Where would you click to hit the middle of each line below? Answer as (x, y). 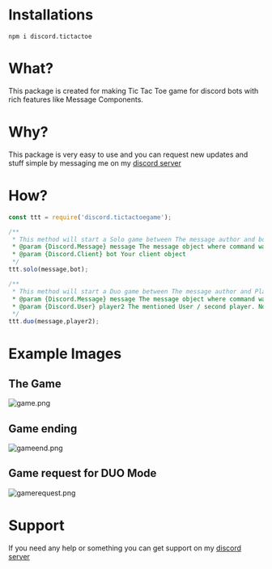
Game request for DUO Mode (83, 473)
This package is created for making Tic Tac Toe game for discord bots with (134, 91)
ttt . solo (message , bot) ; (49, 269)
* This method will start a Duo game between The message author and (132, 291)
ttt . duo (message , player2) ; (54, 322)
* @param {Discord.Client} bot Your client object (99, 255)
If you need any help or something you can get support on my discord (125, 548)
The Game (35, 384)
